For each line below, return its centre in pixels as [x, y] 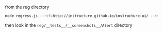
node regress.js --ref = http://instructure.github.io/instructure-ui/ [77, 16]
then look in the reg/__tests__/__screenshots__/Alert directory [69, 25]
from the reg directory [27, 7]
